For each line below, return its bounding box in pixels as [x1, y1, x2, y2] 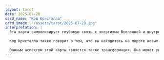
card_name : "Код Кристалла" [5, 16, 62, 21]
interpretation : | [5, 25, 42, 30]
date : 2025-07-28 [5, 12, 41, 16]
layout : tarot [5, 7, 34, 12]
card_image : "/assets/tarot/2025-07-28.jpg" [5, 20, 97, 26]
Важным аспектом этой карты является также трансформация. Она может [9, 47, 154, 52]
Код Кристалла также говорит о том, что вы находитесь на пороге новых [9, 39, 159, 44]
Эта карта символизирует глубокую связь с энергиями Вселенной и [9, 30, 145, 34]
